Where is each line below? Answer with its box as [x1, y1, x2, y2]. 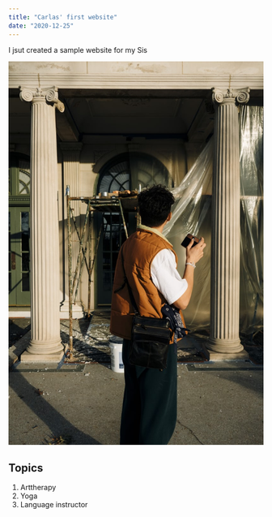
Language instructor [19, 500, 88, 510]
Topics [8, 461, 44, 475]
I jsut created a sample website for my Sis [8, 45, 148, 54]
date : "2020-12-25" [8, 21, 74, 30]
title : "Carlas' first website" [8, 13, 117, 21]
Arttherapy [19, 483, 57, 493]
